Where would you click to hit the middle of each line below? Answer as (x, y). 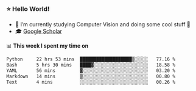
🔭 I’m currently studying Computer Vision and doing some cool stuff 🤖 (103, 24)
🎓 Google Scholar (39, 31)
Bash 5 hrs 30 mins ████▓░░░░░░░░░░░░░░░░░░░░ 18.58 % (91, 65)
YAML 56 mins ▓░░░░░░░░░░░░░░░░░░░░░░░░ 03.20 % (91, 71)
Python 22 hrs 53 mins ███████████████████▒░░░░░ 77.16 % (91, 59)
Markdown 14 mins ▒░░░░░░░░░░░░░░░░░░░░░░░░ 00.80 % (91, 76)
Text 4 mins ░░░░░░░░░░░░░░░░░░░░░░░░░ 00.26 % (91, 82)
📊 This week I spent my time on (47, 46)
